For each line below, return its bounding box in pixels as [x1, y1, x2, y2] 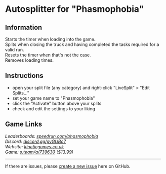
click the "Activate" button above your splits [12, 100, 102, 106]
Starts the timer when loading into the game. [5, 36, 96, 42]
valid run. [5, 47, 24, 52]
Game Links [5, 120, 42, 129]
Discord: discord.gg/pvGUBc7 [5, 138, 66, 144]
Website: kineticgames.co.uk [5, 143, 64, 149]
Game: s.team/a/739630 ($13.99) [5, 149, 74, 155]
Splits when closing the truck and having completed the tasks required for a [5, 42, 160, 47]
